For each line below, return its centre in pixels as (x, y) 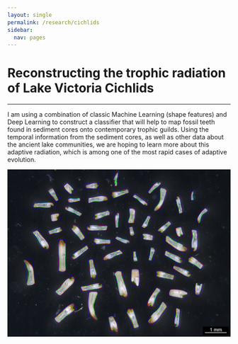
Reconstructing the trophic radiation (117, 73)
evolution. (22, 160)
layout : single (30, 15)
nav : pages (30, 38)
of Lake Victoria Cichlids (81, 88)
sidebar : (20, 30)
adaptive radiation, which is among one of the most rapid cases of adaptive (117, 152)
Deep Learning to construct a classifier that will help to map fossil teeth (111, 122)
